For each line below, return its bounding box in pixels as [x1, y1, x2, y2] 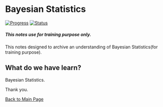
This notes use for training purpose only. [5, 31, 91, 37]
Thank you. [5, 86, 28, 93]
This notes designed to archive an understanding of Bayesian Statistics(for [5, 44, 158, 50]
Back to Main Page [5, 96, 44, 102]
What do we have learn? [5, 64, 81, 72]
